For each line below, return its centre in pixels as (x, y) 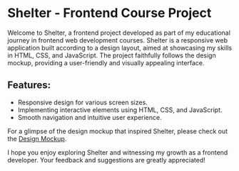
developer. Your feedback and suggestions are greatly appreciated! (106, 160)
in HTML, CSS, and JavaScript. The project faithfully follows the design (112, 55)
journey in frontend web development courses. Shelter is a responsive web (118, 40)
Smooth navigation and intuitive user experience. (90, 117)
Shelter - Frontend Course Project (110, 13)
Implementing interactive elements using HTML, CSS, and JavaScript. (120, 110)
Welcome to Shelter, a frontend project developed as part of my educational (119, 33)
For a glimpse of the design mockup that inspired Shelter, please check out (118, 131)
